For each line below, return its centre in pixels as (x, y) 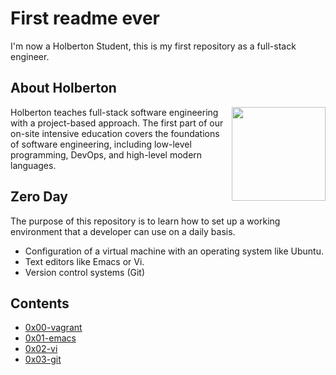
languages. (33, 165)
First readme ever (85, 18)
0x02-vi (41, 349)
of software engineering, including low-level (101, 144)
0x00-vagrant (53, 328)
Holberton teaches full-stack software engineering (114, 112)
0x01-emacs (50, 338)
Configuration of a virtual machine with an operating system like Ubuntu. (174, 251)
